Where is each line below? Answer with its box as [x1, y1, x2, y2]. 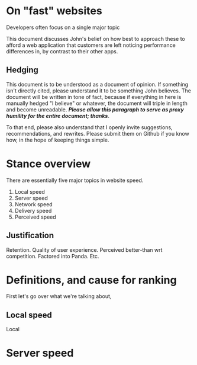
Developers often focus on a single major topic [6, 24, 120, 31]
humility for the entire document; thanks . [6, 112, 109, 119]
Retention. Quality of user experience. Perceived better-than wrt [6, 246, 163, 253]
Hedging [6, 65, 38, 75]
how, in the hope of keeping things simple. [6, 136, 109, 143]
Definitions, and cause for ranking [6, 273, 177, 287]
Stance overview [6, 157, 91, 170]
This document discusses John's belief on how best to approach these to [6, 35, 185, 42]
